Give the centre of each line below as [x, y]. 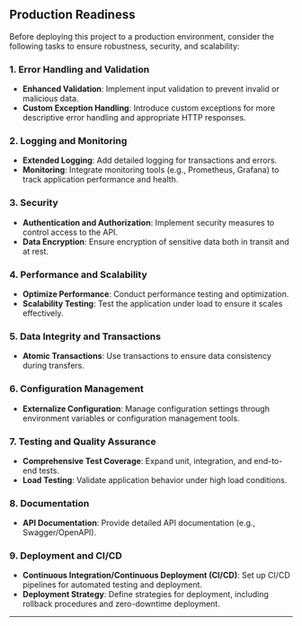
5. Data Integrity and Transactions [85, 336]
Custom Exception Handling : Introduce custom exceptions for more [149, 108]
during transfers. [53, 366]
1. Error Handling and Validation [80, 69]
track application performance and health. [100, 180]
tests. [49, 470]
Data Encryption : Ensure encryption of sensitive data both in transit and [155, 241]
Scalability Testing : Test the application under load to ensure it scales [152, 304]
